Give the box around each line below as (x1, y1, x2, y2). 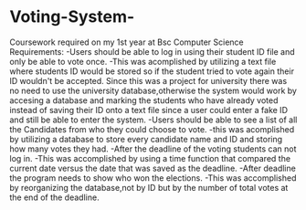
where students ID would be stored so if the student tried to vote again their (9, 66, 295, 77)
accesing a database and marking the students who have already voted (9, 94, 279, 106)
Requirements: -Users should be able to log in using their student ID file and (9, 46, 295, 57)
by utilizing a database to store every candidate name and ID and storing (9, 133, 283, 144)
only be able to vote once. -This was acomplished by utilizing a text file (9, 56, 277, 67)
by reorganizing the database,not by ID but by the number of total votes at (9, 182, 289, 193)
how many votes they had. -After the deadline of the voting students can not (9, 143, 297, 154)
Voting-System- (9, 6, 135, 27)
